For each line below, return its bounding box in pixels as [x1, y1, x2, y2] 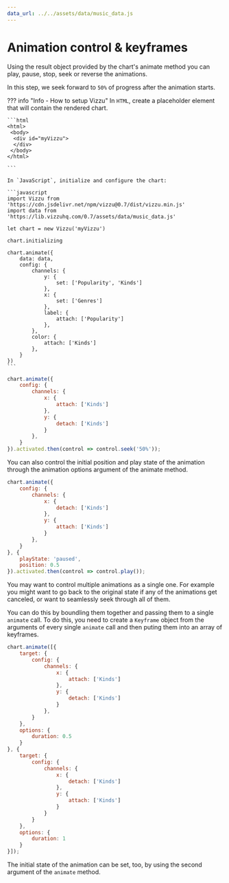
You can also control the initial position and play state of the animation [7, 458, 205, 467]
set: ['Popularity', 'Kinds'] [56, 279, 143, 286]
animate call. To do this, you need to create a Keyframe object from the [7, 616, 204, 624]
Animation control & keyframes [7, 39, 189, 55]
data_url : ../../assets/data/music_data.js [7, 10, 134, 17]
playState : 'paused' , [19, 555, 81, 562]
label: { [43, 309, 69, 316]
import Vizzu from [7, 195, 60, 202]
